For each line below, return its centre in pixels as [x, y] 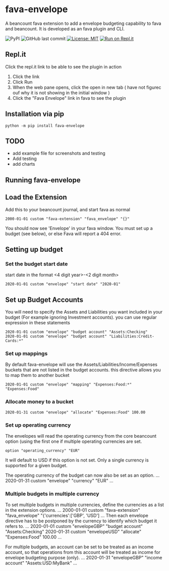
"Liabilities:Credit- [132, 336]
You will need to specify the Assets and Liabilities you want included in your [84, 312]
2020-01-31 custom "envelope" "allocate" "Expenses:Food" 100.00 [75, 412]
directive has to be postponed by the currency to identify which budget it [81, 521]
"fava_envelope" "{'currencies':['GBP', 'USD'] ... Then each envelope [77, 516]
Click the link [26, 77]
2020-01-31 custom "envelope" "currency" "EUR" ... [59, 480]
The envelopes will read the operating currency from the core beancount [81, 436]
